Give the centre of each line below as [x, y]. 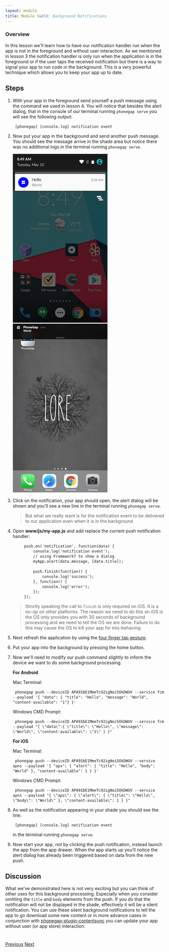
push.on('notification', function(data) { [69, 546]
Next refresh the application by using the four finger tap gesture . [80, 637]
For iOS [20, 741]
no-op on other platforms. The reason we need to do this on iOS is [94, 612]
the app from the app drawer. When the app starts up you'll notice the [85, 850]
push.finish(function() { [60, 572]
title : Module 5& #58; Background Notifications [56, 16]
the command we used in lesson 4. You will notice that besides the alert [87, 106]
